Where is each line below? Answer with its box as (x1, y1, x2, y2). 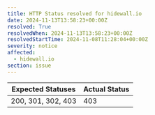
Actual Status (83, 84, 130, 94)
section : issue (7, 62, 52, 69)
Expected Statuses (11, 84, 76, 94)
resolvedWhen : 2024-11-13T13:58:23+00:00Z (7, 29, 133, 37)
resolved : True (7, 23, 52, 30)
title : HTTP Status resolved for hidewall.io (7, 10, 142, 17)
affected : (7, 49, 36, 56)
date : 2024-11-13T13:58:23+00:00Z (7, 17, 108, 24)
